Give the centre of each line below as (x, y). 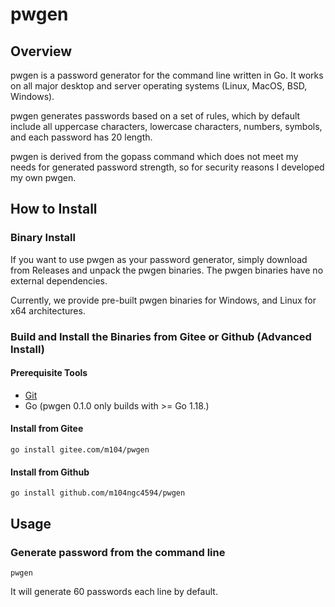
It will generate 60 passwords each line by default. (114, 591)
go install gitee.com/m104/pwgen (80, 450)
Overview (41, 51)
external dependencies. (59, 280)
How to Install (54, 209)
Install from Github (50, 472)
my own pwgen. (43, 177)
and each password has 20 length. (81, 137)
